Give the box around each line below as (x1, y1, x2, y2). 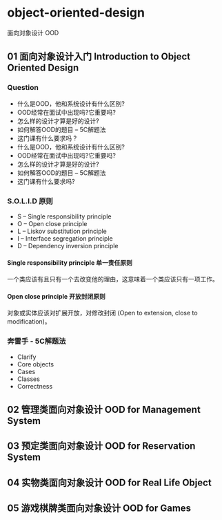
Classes (17, 375, 40, 383)
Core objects (17, 360, 54, 368)
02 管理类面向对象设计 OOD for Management (7, 404, 201, 416)
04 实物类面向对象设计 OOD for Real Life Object (7, 476, 212, 488)
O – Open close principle (17, 219, 88, 228)
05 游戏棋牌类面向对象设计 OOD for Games (7, 503, 192, 514)
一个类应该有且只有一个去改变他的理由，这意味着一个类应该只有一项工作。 (7, 275, 219, 284)
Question (7, 83, 39, 93)
